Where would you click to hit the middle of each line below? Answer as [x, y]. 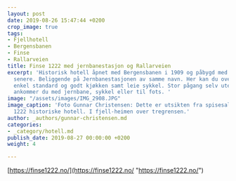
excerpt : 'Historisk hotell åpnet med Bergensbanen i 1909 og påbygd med [118, 72]
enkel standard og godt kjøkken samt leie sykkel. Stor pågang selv [116, 86]
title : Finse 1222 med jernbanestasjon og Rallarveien [89, 66]
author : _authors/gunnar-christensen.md [67, 118]
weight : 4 [22, 145]
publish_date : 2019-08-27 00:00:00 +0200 [69, 138]
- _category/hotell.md [40, 131]
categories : [25, 125]
